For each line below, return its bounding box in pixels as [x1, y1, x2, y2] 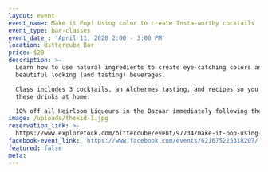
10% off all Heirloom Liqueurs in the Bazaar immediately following [15, 107, 248, 115]
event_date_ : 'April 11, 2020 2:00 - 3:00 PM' [8, 33, 166, 42]
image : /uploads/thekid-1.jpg [8, 115, 109, 123]
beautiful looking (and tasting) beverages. [15, 71, 166, 79]
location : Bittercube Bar [8, 41, 94, 49]
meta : [8, 151, 26, 159]
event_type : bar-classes [8, 26, 91, 34]
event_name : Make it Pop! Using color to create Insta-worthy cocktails [8, 19, 255, 27]
